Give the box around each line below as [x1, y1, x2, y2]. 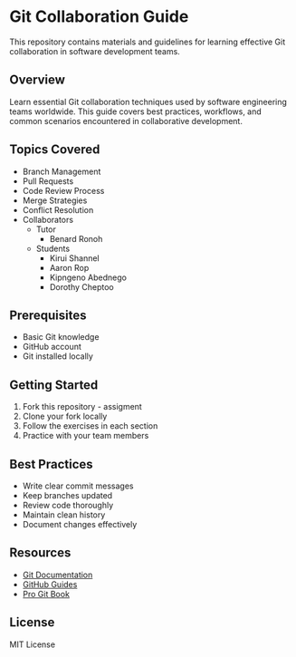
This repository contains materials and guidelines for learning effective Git [9, 36, 286, 47]
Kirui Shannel [49, 252, 100, 264]
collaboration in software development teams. [9, 45, 181, 56]
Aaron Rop [49, 262, 90, 273]
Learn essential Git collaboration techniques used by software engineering [9, 96, 288, 107]
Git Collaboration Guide [9, 6, 189, 27]
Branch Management [22, 166, 101, 177]
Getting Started [9, 377, 99, 392]
